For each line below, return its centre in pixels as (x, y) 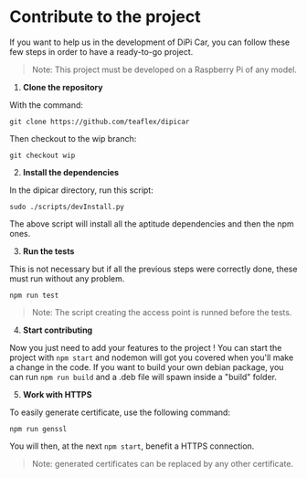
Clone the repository (63, 87)
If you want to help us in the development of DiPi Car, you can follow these (150, 42)
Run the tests (48, 251)
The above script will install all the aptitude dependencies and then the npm (152, 223)
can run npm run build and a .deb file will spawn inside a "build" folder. (143, 377)
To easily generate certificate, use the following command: (120, 412)
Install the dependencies (71, 172)
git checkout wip (42, 155)
